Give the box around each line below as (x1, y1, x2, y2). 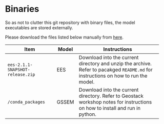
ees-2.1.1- (7, 62, 33, 67)
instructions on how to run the (79, 72, 148, 79)
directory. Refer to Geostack (79, 92, 144, 99)
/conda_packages (7, 99, 45, 104)
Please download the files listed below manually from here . (5, 34, 123, 40)
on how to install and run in (79, 104, 141, 111)
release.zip (7, 72, 36, 77)
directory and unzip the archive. (79, 60, 152, 67)
